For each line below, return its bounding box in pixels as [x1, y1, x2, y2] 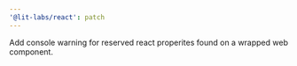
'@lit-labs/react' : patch [9, 12, 105, 22]
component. [9, 46, 53, 57]
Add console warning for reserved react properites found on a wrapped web [9, 37, 288, 48]
